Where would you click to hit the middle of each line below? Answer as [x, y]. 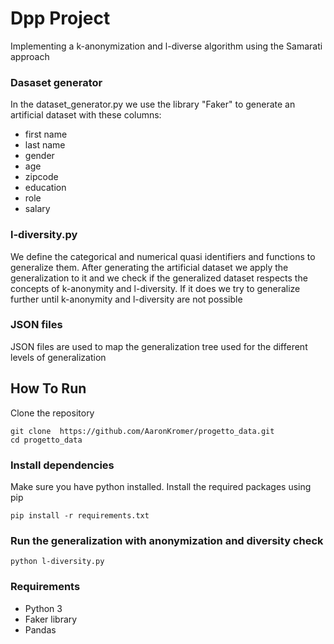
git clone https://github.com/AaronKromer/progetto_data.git [142, 431]
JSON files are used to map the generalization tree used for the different [159, 346]
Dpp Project [60, 18]
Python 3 [43, 608]
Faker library [51, 619]
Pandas [40, 629]
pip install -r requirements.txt [80, 515]
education [45, 188]
